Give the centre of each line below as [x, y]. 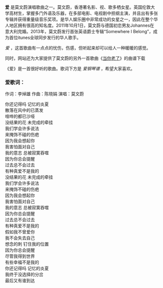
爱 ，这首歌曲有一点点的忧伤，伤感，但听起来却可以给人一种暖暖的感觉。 [78, 48]
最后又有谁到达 [20, 281]
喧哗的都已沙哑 [20, 116]
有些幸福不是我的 [22, 262]
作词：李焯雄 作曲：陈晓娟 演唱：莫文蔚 [44, 94]
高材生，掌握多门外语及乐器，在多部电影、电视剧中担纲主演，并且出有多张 [83, 13]
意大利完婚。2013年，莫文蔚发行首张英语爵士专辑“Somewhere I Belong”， [79, 31]
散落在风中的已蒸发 [24, 110]
